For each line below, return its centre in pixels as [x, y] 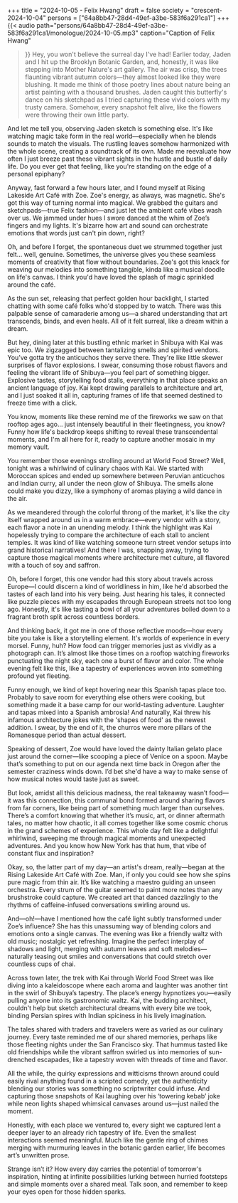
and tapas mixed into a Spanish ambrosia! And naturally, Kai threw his [109, 712]
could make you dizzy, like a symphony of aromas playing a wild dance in [115, 491]
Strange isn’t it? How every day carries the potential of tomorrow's [105, 1169]
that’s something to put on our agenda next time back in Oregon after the [114, 764]
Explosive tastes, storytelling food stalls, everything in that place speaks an [117, 380]
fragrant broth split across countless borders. [74, 617]
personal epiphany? [36, 174]
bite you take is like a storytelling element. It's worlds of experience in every [118, 638]
